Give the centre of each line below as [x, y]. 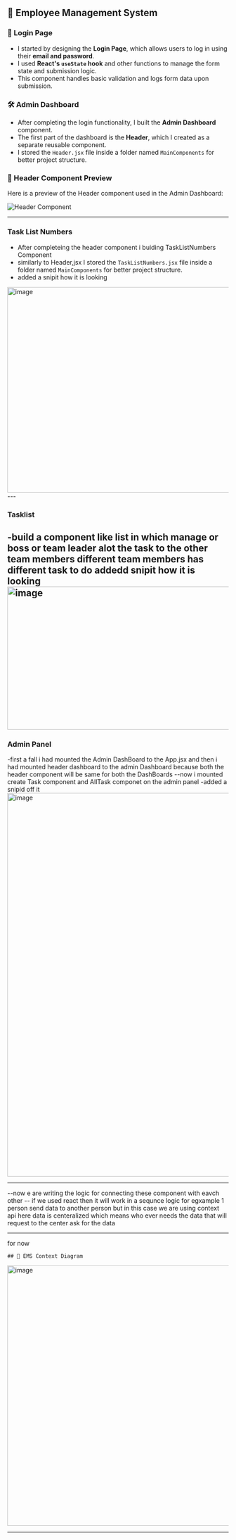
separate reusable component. [62, 144]
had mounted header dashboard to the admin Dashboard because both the [116, 767]
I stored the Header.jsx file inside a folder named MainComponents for [116, 152]
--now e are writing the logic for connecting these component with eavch [113, 1193]
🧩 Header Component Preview [60, 178]
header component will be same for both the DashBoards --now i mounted [115, 774]
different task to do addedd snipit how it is [101, 570]
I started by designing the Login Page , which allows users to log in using [122, 48]
